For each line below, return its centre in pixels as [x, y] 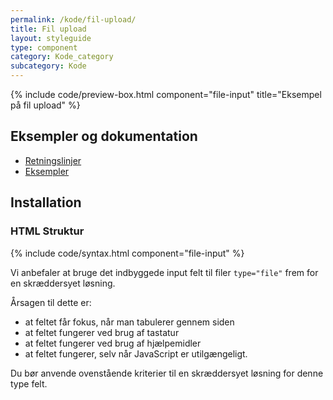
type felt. [29, 383]
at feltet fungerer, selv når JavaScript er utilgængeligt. [136, 353]
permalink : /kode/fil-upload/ [73, 19]
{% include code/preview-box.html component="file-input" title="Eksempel [166, 94]
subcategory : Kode [48, 66]
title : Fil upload [48, 29]
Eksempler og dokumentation [104, 136]
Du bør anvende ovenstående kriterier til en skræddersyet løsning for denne [167, 373]
